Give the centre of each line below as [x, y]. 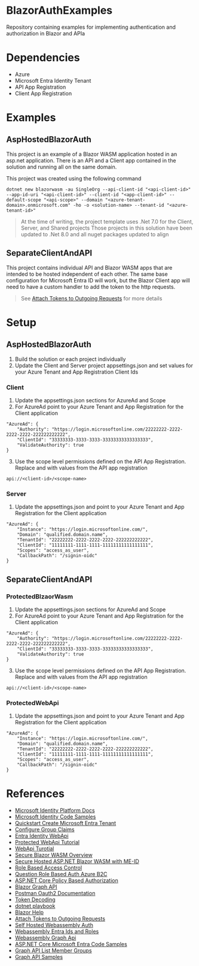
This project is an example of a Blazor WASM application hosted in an [92, 154]
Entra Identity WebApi [42, 836]
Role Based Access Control [48, 868]
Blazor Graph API [36, 887]
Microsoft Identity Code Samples [55, 817]
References [35, 794]
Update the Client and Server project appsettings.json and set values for [104, 365]
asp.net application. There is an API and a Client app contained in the [91, 160]
